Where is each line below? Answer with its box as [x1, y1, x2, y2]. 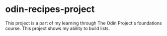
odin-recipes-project [5, 3, 95, 15]
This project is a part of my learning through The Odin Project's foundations [5, 20, 162, 26]
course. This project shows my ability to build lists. [5, 25, 110, 31]
